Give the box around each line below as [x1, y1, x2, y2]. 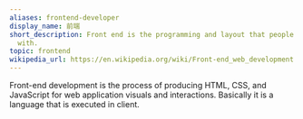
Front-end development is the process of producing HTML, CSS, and [9, 80, 267, 90]
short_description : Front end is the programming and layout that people [9, 30, 295, 39]
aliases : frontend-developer [9, 13, 120, 23]
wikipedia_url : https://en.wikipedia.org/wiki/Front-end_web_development [9, 55, 295, 64]
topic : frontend [9, 47, 71, 56]
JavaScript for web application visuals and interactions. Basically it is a [9, 89, 274, 100]
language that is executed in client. [9, 99, 141, 109]
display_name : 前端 [9, 22, 81, 31]
